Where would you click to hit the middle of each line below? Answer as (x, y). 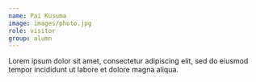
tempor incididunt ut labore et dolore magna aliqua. (94, 70)
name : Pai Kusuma (38, 16)
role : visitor (32, 31)
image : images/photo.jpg (50, 23)
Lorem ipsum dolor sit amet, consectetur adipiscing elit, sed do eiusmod (128, 61)
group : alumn (30, 38)
